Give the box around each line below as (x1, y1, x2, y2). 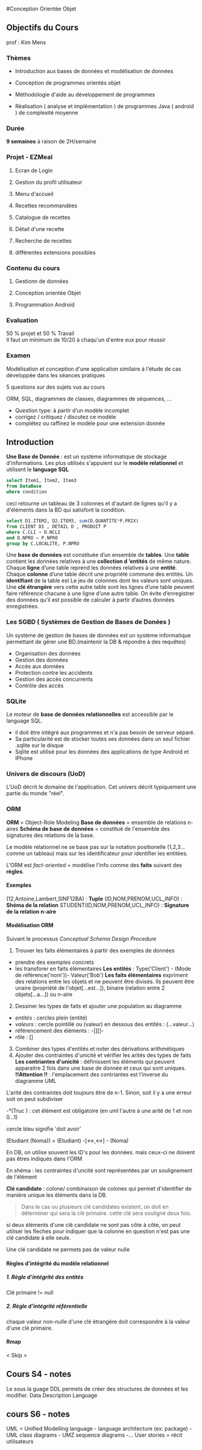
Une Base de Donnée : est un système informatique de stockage (6, 453, 167, 460)
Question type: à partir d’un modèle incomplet (14, 406, 130, 414)
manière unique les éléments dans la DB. (6, 1191, 107, 1198)
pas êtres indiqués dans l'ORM (6, 1155, 83, 1162)
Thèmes (6, 54, 31, 62)
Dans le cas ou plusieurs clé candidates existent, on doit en (21, 1203, 169, 1210)
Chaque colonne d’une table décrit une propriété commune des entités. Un (6, 571, 193, 578)
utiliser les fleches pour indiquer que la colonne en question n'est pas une (6, 1227, 190, 1235)
